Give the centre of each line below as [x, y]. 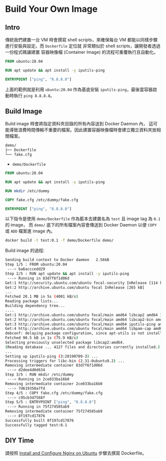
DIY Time [20, 441]
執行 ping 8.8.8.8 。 [34, 95]
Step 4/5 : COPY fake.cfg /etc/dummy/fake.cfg [54, 393]
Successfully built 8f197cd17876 [40, 421]
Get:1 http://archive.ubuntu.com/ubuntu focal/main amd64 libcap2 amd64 [82, 315]
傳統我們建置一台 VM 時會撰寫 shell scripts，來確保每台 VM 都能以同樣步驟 [82, 40]
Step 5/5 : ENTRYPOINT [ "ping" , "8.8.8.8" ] [51, 402]
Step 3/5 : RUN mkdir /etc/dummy [40, 375]
